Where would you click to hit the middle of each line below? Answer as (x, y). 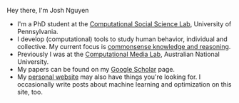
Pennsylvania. (37, 32)
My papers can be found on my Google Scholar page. (96, 69)
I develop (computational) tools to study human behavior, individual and (122, 39)
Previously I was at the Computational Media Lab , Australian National (118, 54)
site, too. (30, 92)
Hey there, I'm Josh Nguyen (48, 10)
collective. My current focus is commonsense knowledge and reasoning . (124, 47)
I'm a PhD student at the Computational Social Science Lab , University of (124, 24)
